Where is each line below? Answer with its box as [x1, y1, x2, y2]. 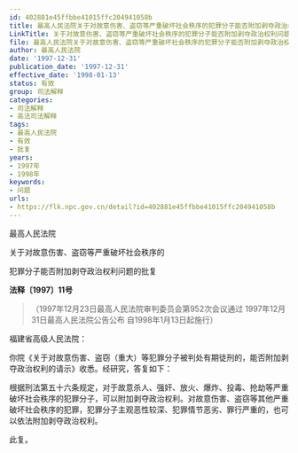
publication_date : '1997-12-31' [9, 63, 129, 72]
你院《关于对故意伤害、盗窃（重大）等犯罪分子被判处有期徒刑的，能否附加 [9, 352, 281, 363]
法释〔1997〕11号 [9, 285, 74, 295]
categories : [9, 95, 53, 105]
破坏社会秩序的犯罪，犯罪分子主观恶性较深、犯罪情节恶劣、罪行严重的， [9, 404, 273, 415]
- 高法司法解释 [9, 112, 58, 121]
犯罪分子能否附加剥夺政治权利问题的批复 [9, 265, 157, 276]
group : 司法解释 [9, 87, 64, 96]
